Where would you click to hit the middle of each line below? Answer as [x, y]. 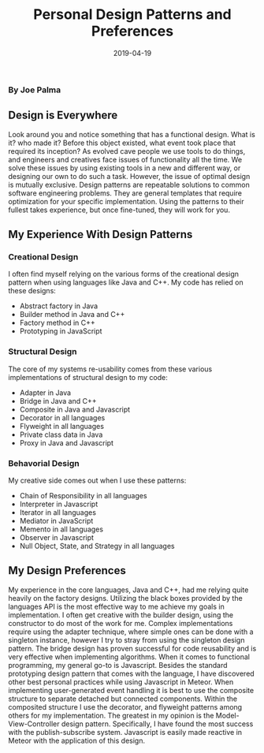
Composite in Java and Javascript [75, 409]
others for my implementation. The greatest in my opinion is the [111, 715]
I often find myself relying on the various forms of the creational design [123, 274]
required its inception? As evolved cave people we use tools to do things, [127, 151]
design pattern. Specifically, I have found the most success [157, 724]
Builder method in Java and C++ [72, 315]
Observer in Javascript [57, 538]
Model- [227, 715]
